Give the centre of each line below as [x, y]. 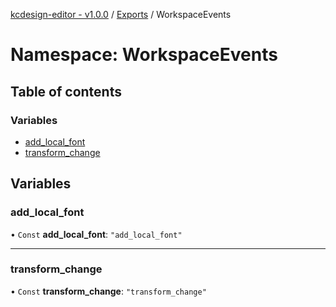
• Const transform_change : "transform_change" [108, 291]
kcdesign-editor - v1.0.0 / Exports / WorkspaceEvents [121, 14]
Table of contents [66, 91]
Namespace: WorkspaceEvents [144, 55]
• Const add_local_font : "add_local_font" [96, 234]
